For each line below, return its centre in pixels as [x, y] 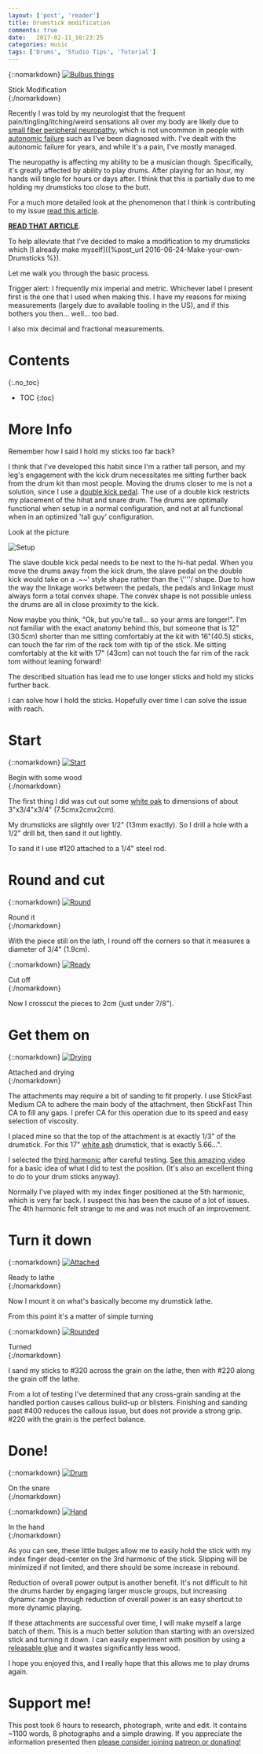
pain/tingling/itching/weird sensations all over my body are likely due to [123, 122]
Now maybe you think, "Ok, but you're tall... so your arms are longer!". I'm [127, 620]
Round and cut [57, 880]
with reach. [26, 709]
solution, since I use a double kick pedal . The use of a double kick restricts [129, 491]
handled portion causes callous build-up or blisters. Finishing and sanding [128, 1402]
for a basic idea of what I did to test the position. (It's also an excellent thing [131, 1168]
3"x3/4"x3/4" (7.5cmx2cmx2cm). [62, 809]
